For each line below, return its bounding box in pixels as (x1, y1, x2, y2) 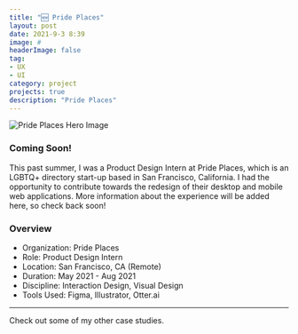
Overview (9, 222, 52, 235)
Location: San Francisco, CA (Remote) (21, 261, 162, 272)
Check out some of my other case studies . (9, 314, 164, 325)
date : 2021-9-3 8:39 (9, 29, 86, 38)
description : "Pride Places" (9, 95, 117, 105)
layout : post (9, 21, 58, 30)
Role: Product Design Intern (21, 251, 123, 262)
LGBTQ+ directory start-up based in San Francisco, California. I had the (9, 171, 271, 182)
